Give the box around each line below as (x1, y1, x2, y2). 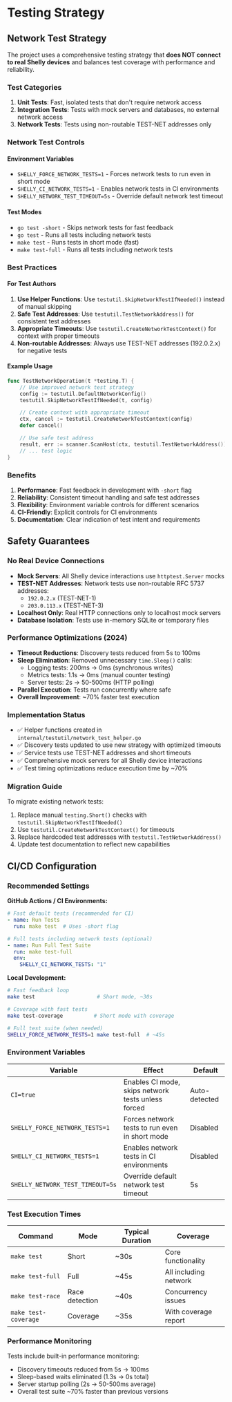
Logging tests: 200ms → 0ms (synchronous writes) (27, 663, 174, 672)
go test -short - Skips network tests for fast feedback (17, 223, 174, 231)
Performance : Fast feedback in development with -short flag (17, 486, 192, 494)
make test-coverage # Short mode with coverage (7, 1012, 175, 1019)
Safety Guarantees (7, 536, 90, 547)
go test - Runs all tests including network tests (17, 230, 152, 239)
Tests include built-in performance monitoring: (7, 1352, 139, 1361)
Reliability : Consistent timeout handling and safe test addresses (17, 493, 200, 502)
